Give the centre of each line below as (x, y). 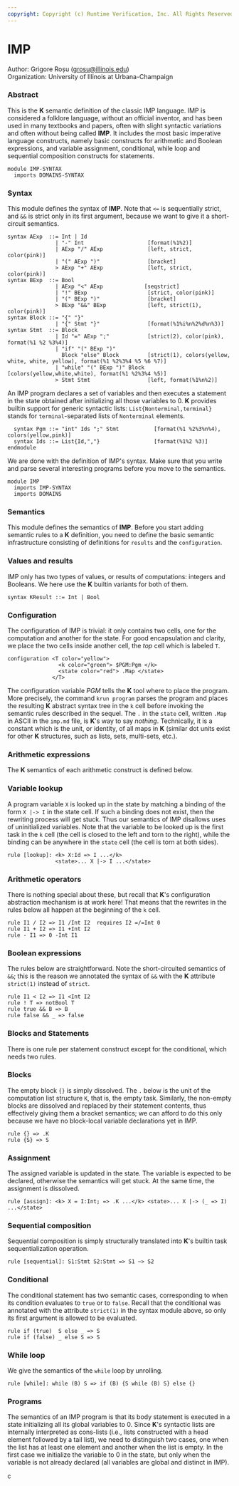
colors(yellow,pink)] (39, 435)
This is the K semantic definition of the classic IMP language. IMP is (107, 110)
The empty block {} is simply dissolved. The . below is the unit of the (109, 1090)
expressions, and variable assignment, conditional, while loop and (104, 148)
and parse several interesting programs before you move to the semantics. (117, 469)
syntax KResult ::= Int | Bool (54, 597)
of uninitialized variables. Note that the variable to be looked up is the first (116, 826)
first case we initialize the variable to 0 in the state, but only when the (109, 1455)
